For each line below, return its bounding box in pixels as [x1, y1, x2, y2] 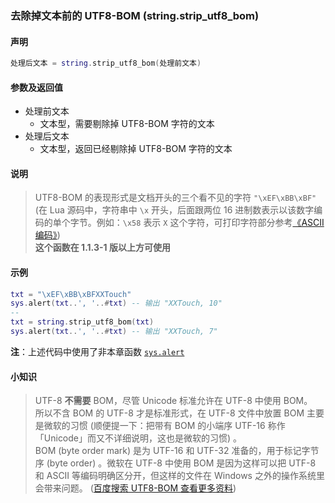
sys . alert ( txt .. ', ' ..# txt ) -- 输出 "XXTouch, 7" [10, 327, 218, 337]
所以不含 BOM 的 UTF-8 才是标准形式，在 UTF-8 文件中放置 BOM [34, 407, 305, 419]
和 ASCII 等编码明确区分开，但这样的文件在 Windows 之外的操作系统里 [34, 470, 325, 482]
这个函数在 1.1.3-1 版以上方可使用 [34, 242, 171, 254]
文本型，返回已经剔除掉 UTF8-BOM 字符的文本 [39, 143, 233, 155]
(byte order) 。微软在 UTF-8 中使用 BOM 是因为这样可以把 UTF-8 [46, 457, 317, 469]
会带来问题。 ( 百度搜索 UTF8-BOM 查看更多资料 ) [34, 482, 237, 494]
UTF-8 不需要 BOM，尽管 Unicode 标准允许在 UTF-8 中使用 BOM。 [34, 395, 313, 407]
